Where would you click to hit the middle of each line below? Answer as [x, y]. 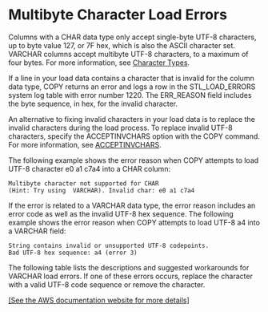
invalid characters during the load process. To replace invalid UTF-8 [121, 128]
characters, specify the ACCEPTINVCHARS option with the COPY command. [134, 136]
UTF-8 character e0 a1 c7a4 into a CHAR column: [89, 168]
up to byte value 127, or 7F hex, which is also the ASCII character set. [122, 45]
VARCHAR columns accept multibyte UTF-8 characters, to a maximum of [128, 54]
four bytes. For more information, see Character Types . [99, 63]
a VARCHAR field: [37, 231]
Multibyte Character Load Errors [118, 15]
